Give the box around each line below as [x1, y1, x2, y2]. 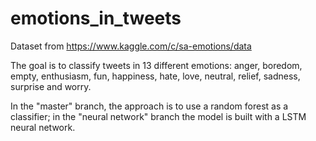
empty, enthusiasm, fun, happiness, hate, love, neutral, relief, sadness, [10, 70, 301, 82]
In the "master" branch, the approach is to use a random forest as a [10, 100, 289, 112]
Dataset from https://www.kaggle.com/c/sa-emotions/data [10, 40, 252, 52]
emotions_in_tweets [10, 7, 182, 30]
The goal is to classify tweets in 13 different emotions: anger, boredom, [10, 59, 303, 71]
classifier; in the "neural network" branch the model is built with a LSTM [10, 110, 307, 122]
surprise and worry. [10, 80, 92, 92]
